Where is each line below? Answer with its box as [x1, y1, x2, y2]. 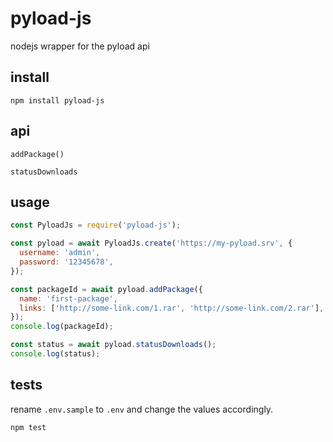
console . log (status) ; [10, 349, 101, 359]
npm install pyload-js [10, 95, 105, 106]
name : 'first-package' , [19, 293, 118, 304]
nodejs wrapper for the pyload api [10, 40, 150, 52]
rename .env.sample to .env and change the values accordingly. [10, 403, 274, 415]
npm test [10, 422, 47, 432]
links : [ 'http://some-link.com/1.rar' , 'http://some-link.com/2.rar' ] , [19, 303, 325, 313]
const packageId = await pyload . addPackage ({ [10, 284, 203, 294]
